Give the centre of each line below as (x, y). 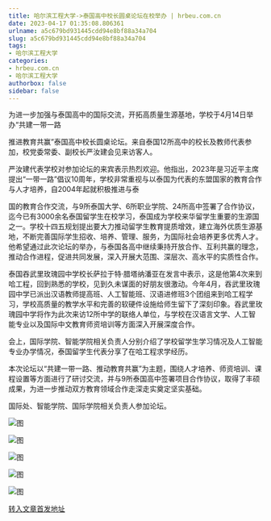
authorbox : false (38, 83)
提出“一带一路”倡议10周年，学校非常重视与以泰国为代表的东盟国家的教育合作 (135, 179)
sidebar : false (34, 91)
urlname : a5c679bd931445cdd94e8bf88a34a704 (83, 31)
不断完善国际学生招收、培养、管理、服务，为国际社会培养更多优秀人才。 (142, 237)
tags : (17, 46)
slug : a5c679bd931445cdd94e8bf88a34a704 (77, 38)
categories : (28, 61)
